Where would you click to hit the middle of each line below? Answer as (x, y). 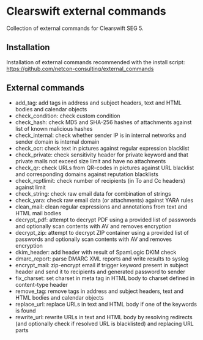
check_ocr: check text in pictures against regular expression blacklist (102, 148)
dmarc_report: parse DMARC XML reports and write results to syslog (102, 259)
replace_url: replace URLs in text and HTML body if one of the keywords (106, 304)
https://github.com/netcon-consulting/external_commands (80, 68)
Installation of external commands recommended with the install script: (96, 62)
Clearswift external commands (86, 11)
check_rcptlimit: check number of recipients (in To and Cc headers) (100, 180)
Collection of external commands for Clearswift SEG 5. (75, 28)
